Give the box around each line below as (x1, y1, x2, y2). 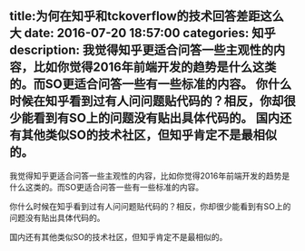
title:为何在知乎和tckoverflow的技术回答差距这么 (9, 8, 284, 24)
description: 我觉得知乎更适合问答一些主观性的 (9, 43, 274, 58)
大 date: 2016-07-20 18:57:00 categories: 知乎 (9, 25, 277, 41)
